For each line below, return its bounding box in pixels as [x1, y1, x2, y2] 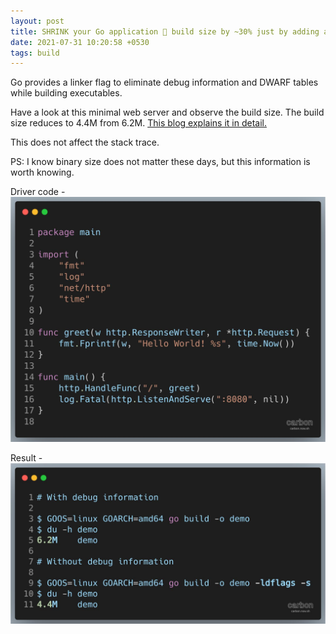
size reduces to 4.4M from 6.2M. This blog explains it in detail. [10, 117, 267, 129]
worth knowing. [10, 166, 75, 179]
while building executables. [10, 87, 123, 99]
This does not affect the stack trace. [10, 136, 160, 149]
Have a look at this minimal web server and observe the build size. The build [10, 106, 325, 119]
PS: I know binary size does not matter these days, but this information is [10, 156, 311, 168]
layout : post [10, 16, 65, 26]
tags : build [10, 48, 60, 58]
